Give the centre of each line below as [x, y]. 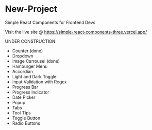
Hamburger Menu [30, 66]
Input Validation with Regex [39, 82]
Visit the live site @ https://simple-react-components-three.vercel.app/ [76, 32]
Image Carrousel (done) [36, 61]
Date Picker [24, 97]
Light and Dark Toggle [34, 76]
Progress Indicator [31, 92]
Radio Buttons [26, 123]
